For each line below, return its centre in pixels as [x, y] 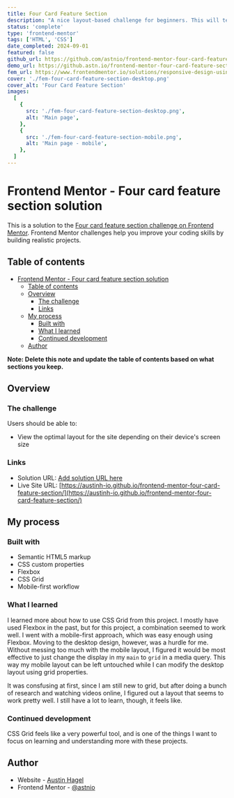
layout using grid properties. [48, 672]
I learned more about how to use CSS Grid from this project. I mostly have [113, 620]
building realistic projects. [44, 240]
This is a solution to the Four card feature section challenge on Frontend [111, 225]
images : [18, 91]
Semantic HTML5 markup [54, 557]
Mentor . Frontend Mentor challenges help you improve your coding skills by [116, 232]
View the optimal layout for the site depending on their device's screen [119, 437]
